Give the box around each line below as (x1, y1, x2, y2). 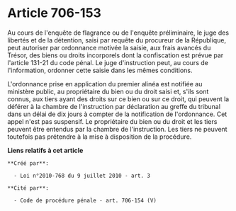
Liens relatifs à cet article (7, 146, 84, 154)
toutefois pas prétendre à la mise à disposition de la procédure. (7, 132, 192, 141)
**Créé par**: (7, 159, 50, 167)
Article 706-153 (7, 5, 101, 21)
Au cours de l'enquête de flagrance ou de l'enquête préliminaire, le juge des (7, 28, 229, 37)
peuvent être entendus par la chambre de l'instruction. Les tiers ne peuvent (7, 125, 228, 133)
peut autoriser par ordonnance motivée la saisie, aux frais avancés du (7, 43, 211, 52)
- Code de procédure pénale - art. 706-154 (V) (13, 197, 157, 204)
